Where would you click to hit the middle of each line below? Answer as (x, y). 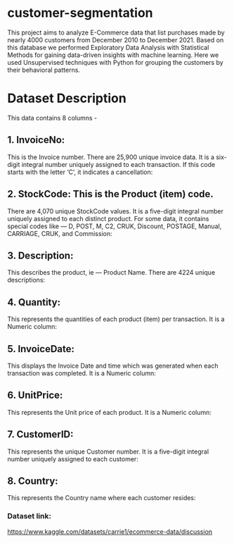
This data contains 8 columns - (52, 118)
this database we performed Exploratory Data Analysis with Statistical (108, 47)
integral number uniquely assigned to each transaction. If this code (118, 164)
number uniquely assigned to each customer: (73, 458)
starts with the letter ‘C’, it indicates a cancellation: (80, 172)
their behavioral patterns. (44, 70)
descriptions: (26, 280)
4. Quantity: (34, 302)
